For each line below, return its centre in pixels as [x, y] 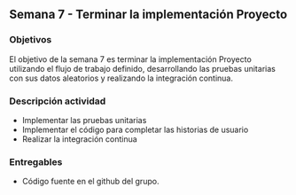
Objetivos [31, 40]
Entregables [36, 161]
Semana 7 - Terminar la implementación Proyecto [148, 15]
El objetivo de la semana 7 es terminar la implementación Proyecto [131, 59]
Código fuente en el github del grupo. [90, 182]
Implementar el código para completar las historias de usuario [135, 129]
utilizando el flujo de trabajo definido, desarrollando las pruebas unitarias [143, 68]
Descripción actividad [58, 101]
